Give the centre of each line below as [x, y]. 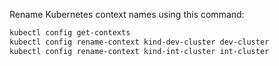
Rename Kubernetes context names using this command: [127, 14]
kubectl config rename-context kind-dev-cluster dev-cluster [139, 42]
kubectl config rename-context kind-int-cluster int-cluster [139, 51]
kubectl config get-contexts [70, 33]
